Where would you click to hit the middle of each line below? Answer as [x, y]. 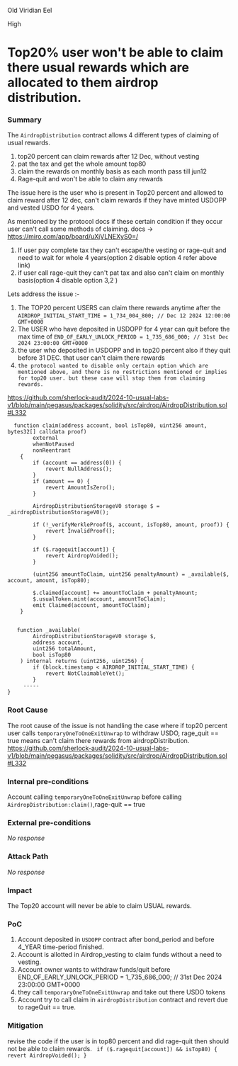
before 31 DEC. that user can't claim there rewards [91, 358]
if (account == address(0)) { [77, 463]
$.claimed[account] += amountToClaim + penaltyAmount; [115, 593]
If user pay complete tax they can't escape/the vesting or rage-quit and [122, 250]
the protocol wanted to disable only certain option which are [113, 366]
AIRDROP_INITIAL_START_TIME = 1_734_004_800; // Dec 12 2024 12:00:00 [124, 316]
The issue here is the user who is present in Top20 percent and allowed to [115, 193]
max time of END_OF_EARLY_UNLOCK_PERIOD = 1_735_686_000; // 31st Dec [123, 336]
